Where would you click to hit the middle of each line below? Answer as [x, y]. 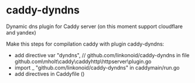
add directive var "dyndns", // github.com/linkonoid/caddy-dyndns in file [102, 55]
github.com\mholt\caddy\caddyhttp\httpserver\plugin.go [83, 61]
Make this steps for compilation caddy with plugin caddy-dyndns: [85, 44]
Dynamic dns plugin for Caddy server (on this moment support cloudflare [95, 26]
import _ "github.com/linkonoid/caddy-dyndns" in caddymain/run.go [97, 67]
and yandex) [21, 32]
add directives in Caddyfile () [49, 74]
